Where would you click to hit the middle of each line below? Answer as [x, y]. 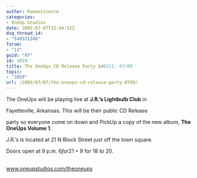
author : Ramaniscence [33, 11]
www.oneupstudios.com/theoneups [49, 169]
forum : [14, 45]
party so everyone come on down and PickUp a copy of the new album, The [98, 122]
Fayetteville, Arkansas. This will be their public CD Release [77, 110]
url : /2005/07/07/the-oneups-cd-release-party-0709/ [72, 83]
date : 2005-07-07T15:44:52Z [41, 28]
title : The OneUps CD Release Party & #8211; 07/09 [69, 66]
